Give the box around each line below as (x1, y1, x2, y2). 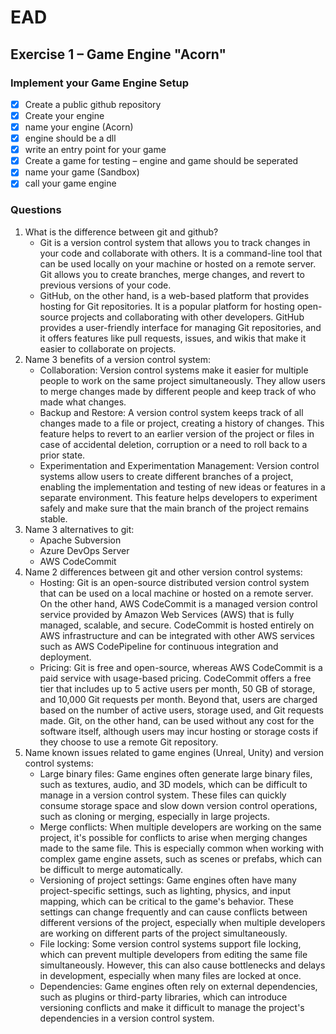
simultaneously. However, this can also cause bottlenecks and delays (39, 959, 326, 971)
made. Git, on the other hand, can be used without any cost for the (39, 714, 315, 726)
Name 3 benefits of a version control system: (24, 353, 211, 365)
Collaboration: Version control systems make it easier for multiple (39, 364, 309, 376)
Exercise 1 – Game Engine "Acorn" (10, 46, 227, 63)
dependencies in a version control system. (39, 1012, 215, 1024)
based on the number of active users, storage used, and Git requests (39, 704, 324, 716)
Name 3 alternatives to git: (24, 523, 135, 535)
